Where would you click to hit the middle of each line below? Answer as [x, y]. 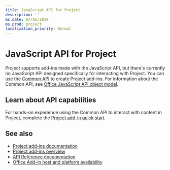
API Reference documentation [44, 157]
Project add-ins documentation [45, 146]
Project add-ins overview [39, 151]
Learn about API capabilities [51, 100]
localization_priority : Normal [38, 29]
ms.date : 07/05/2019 [27, 19]
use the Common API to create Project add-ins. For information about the [82, 79]
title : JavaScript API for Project [43, 10]
